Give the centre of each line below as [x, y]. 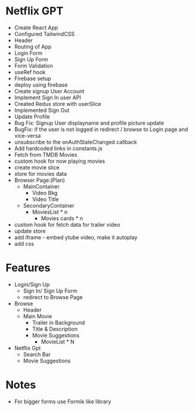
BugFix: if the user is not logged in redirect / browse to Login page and [101, 129]
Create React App [36, 28]
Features [28, 268]
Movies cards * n [62, 218]
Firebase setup [33, 78]
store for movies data [40, 173]
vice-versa [27, 135]
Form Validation [33, 66]
